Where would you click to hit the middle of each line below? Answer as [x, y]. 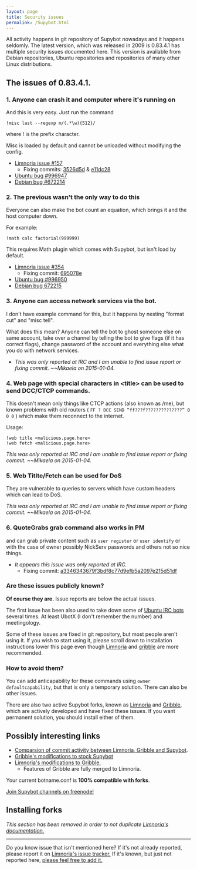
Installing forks [34, 810]
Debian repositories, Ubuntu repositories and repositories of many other [93, 58]
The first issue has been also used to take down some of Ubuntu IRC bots [95, 610]
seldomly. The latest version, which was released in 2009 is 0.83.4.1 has [93, 45]
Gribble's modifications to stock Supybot [64, 756]
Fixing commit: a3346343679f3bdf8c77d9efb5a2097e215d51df [100, 571]
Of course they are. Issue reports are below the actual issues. [81, 599]
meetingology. [23, 622]
